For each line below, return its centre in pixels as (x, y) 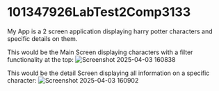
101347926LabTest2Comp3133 (99, 12)
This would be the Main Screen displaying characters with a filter (100, 52)
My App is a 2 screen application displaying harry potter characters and (110, 31)
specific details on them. (42, 38)
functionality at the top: (41, 59)
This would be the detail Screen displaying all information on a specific (108, 73)
